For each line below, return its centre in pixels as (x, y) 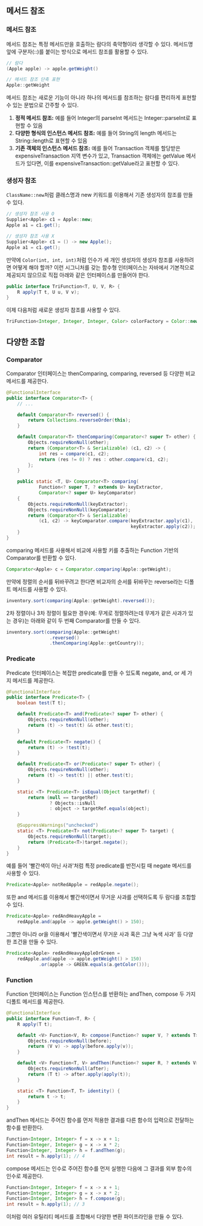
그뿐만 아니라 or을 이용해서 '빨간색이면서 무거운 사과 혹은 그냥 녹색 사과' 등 (94, 934)
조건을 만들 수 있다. (35, 942)
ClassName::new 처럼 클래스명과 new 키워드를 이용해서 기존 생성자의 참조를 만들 (100, 195)
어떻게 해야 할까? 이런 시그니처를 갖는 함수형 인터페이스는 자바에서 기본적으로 (103, 267)
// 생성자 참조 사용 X (30, 236)
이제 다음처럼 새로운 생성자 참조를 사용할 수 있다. (63, 310)
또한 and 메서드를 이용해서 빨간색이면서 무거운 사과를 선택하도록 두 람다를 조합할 (101, 897)
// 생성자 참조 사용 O (30, 214)
